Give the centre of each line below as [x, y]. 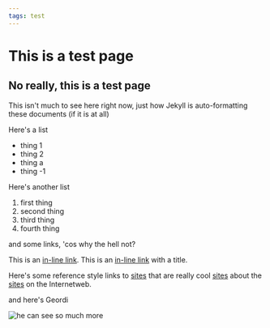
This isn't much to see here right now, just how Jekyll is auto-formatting [128, 105]
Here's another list [39, 186]
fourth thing [40, 228]
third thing [37, 219]
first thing [36, 202]
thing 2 [32, 154]
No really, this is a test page [80, 86]
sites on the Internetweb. [50, 283]
